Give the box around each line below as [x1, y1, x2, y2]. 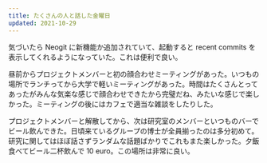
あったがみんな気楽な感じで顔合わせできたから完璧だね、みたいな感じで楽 [8, 89, 253, 98]
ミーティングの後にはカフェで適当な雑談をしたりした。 [35, 99, 218, 109]
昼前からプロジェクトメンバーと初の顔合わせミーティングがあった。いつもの [8, 69, 260, 78]
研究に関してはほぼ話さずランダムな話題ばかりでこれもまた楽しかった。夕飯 [8, 136, 260, 145]
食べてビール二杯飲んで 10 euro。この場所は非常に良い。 [8, 145, 195, 156]
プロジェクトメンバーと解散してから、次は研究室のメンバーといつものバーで [8, 116, 259, 125]
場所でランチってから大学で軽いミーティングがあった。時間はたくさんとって [8, 79, 259, 89]
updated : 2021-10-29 [8, 19, 77, 27]
